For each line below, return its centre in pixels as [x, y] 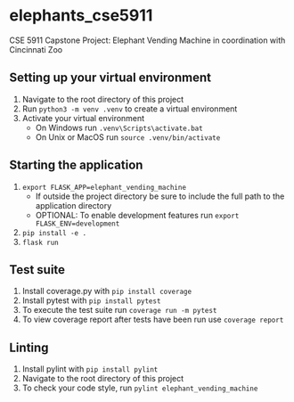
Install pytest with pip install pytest [91, 300]
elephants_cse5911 [81, 16]
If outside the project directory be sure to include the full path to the [160, 196]
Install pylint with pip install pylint [90, 369]
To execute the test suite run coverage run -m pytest [119, 310]
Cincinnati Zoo [36, 49]
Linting [29, 347]
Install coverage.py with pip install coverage [107, 291]
